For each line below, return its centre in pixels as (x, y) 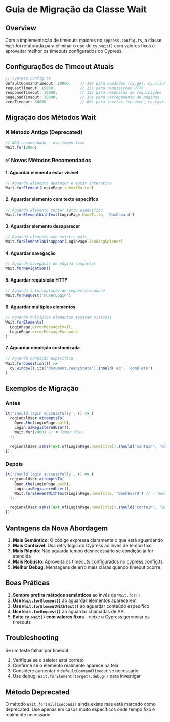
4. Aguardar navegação (30, 253)
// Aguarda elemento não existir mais (46, 237)
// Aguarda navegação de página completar (51, 264)
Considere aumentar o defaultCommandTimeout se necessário (75, 671)
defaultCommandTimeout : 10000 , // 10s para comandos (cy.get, (75, 83)
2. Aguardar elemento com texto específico (52, 199)
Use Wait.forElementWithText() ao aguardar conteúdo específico (81, 606)
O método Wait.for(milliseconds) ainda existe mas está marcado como (80, 704)
